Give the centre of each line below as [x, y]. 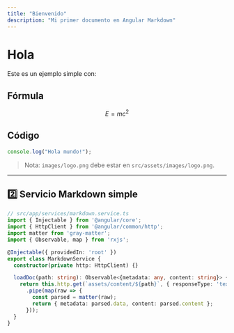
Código [23, 135]
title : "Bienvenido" [37, 14]
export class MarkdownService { [54, 258]
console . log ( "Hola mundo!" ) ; [49, 152]
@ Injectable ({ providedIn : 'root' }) [62, 252]
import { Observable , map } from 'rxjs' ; [68, 240]
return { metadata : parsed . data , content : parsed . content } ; [123, 304]
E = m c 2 [117, 113]
